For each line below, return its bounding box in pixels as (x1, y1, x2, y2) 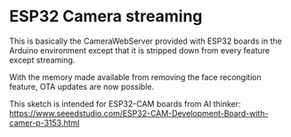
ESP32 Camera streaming (9, 6, 203, 27)
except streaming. (9, 54, 76, 65)
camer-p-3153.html (9, 117, 80, 128)
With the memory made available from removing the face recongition (9, 71, 262, 82)
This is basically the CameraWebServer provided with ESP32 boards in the (9, 36, 282, 46)
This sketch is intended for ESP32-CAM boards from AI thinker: (9, 98, 242, 109)
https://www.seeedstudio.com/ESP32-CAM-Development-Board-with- (9, 108, 269, 118)
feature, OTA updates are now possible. (9, 81, 155, 92)
